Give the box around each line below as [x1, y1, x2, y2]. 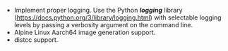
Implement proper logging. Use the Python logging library [13, 6, 183, 14]
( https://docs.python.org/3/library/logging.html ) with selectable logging [13, 13, 222, 22]
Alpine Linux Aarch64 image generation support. [13, 28, 156, 36]
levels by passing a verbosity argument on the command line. [13, 21, 193, 29]
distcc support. [13, 36, 59, 44]
